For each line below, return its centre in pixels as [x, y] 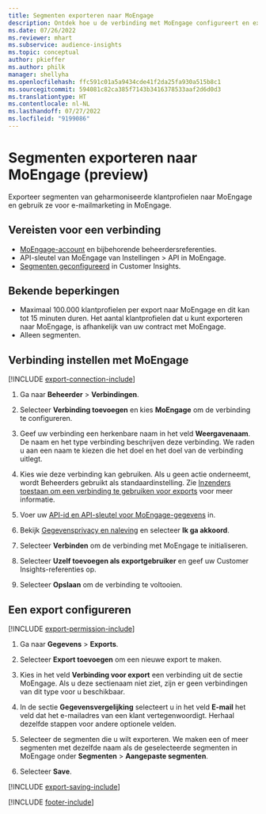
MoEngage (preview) [78, 175]
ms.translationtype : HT [47, 97]
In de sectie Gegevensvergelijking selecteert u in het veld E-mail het [133, 707]
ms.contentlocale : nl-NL [49, 104]
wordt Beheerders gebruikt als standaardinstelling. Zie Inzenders [125, 483]
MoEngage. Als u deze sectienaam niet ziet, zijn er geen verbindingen [133, 683]
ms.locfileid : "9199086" [49, 119]
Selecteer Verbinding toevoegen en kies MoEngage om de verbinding [135, 410]
